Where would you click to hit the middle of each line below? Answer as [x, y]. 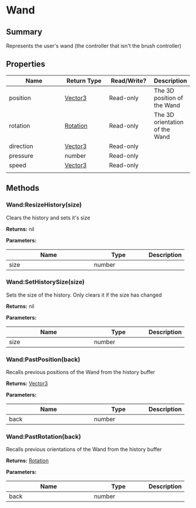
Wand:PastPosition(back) [43, 359]
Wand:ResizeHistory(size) [44, 205]
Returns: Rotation [27, 461]
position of [169, 98]
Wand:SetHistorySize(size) [45, 282]
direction [21, 146]
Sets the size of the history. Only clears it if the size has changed [84, 295]
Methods [23, 188]
